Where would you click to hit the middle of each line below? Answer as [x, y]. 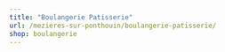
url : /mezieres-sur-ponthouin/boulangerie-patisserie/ [113, 26]
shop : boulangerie [43, 33]
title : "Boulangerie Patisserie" [71, 17]
